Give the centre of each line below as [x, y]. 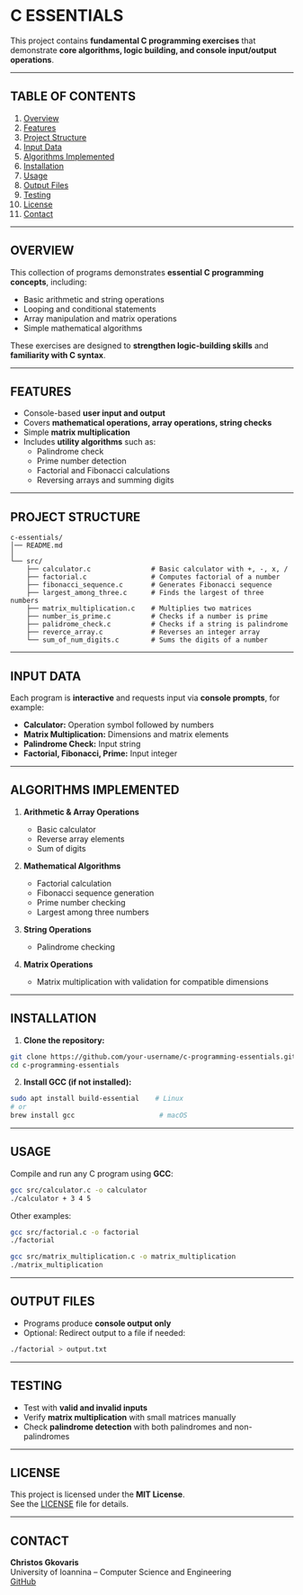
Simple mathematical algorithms [83, 328]
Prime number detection [81, 461]
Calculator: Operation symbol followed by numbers [119, 725]
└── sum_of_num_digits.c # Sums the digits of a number [147, 640]
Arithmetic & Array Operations [81, 812]
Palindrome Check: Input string [82, 744]
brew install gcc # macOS [99, 1116]
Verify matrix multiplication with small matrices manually [129, 1417]
